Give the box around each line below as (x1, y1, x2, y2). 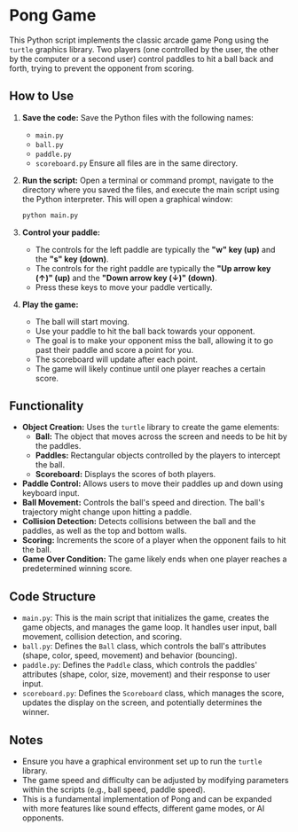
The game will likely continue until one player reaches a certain (35, 363, 266, 373)
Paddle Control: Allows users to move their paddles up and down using (21, 478, 284, 489)
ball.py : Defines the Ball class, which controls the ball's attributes (21, 640, 267, 652)
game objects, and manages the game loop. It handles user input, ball (21, 622, 278, 632)
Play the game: (21, 299, 79, 310)
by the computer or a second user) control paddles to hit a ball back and (9, 53, 274, 64)
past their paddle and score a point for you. (35, 344, 194, 355)
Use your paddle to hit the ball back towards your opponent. (35, 326, 255, 336)
